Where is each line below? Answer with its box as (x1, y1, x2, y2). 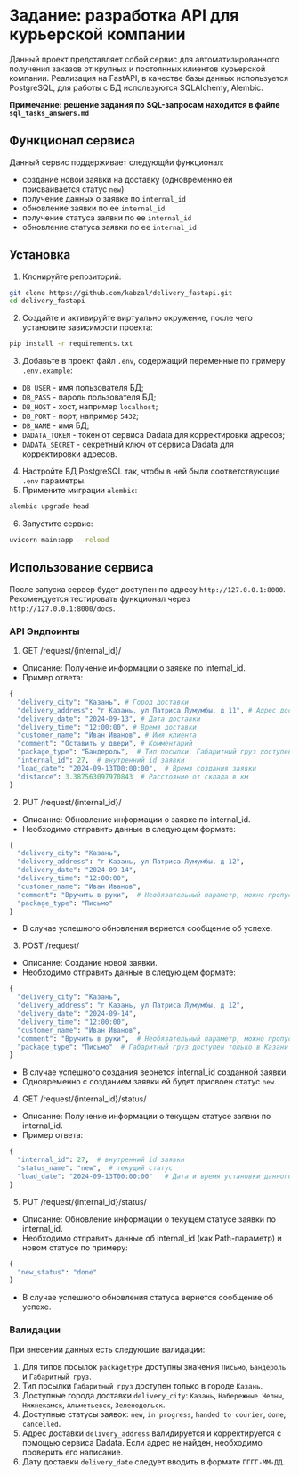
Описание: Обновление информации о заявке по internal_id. (21, 813, 251, 825)
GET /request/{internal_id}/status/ (21, 1093, 147, 1104)
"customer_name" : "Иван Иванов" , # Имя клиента (17, 730, 198, 740)
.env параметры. (21, 475, 86, 486)
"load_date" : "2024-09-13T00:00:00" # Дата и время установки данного (17, 1172, 293, 1181)
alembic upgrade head (9, 502, 90, 511)
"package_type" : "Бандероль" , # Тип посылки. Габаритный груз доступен (17, 747, 293, 756)
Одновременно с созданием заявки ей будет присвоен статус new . (21, 1076, 278, 1087)
